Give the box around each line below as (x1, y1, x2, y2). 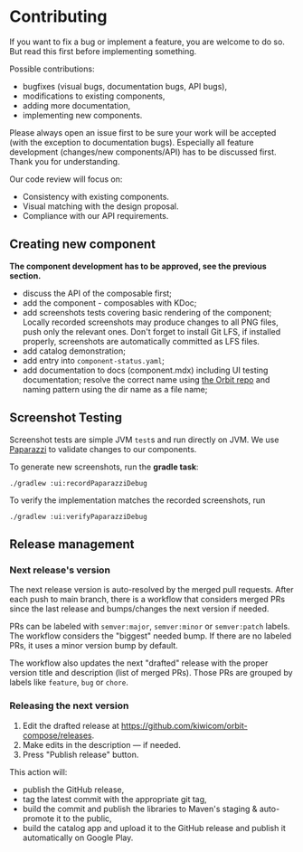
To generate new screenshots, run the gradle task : (9, 461, 199, 472)
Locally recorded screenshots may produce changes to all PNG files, (22, 317, 279, 327)
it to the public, (56, 812, 112, 824)
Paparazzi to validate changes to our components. (9, 443, 197, 454)
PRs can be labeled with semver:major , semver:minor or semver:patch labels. (9, 621, 290, 632)
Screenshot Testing (9, 410, 122, 426)
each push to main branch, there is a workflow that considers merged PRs (9, 594, 286, 605)
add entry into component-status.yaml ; (22, 355, 166, 365)
